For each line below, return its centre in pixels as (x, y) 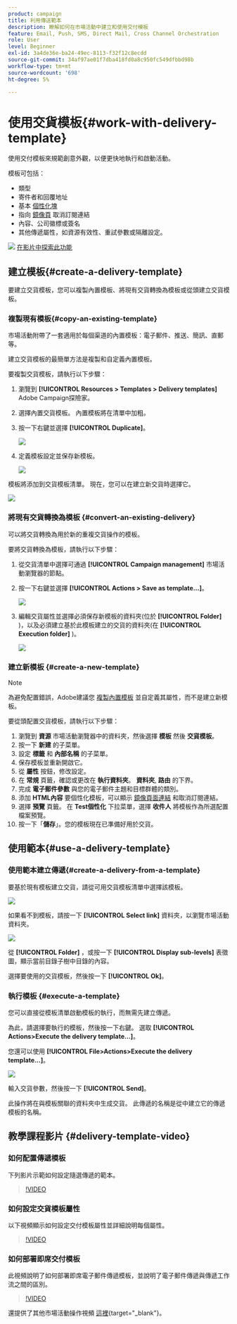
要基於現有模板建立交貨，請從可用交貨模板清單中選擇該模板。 (97, 887)
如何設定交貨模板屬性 (44, 1208)
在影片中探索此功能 (44, 247)
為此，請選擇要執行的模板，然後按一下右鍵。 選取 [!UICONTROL (101, 1027)
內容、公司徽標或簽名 (49, 223)
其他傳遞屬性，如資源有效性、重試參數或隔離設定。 (92, 233)
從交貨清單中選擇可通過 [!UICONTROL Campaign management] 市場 (118, 564)
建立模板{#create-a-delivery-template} (96, 272)
